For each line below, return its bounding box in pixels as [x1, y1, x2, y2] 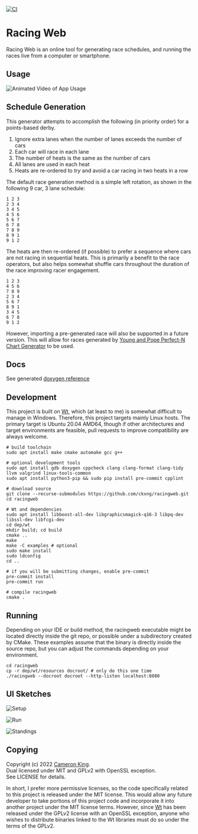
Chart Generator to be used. [6, 342, 75, 349]
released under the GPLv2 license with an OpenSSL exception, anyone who [6, 810, 190, 817]
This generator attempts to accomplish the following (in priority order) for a [6, 118, 189, 125]
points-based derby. [6, 124, 56, 131]
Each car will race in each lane [14, 148, 89, 155]
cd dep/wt [6, 522, 31, 528]
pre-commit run [6, 579, 44, 585]
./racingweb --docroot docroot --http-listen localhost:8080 [6, 673, 160, 679]
